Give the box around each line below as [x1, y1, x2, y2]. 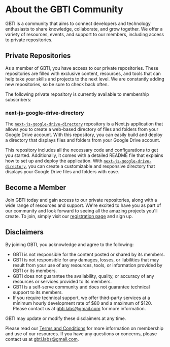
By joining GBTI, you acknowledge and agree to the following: [5, 241, 134, 248]
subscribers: [5, 96, 31, 102]
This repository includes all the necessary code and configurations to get [5, 147, 158, 153]
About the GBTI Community [5, 4, 123, 15]
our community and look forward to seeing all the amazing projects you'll [5, 207, 158, 213]
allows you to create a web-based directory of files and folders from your [5, 126, 159, 132]
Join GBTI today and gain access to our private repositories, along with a [5, 197, 157, 203]
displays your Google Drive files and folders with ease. [5, 169, 119, 175]
